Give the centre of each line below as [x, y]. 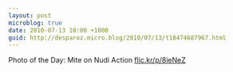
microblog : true [35, 23]
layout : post [30, 15]
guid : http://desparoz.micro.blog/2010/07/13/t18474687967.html [117, 38]
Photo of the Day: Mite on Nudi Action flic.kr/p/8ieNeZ [97, 60]
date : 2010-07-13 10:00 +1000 [59, 30]
